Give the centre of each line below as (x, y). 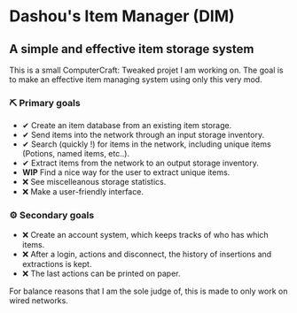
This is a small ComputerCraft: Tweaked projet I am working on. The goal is (146, 70)
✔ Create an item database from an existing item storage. (127, 126)
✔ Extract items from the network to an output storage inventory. (140, 163)
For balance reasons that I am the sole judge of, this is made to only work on (148, 291)
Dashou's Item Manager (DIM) (122, 16)
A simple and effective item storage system (132, 49)
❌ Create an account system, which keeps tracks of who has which (145, 234)
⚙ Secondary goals (52, 216)
